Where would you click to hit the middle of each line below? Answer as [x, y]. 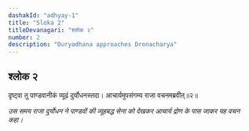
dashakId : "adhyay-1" [44, 15]
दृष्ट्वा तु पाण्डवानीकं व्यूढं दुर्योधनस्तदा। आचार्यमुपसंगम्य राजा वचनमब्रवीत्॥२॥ [103, 95]
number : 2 [24, 37]
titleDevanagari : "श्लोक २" [51, 30]
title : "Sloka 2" [37, 23]
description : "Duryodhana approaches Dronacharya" [93, 45]
